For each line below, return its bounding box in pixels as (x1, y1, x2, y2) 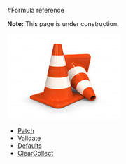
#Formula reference (7, 6, 64, 14)
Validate (17, 134, 41, 142)
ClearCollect (17, 149, 54, 157)
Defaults (17, 141, 42, 150)
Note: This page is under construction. (7, 20, 119, 27)
